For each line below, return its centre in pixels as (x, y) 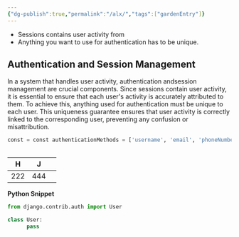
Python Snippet (31, 194)
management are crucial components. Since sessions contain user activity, (117, 89)
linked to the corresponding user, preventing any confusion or (98, 119)
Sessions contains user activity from (71, 34)
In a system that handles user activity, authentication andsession (102, 81)
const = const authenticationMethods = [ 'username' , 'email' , (101, 140)
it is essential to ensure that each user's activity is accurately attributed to (116, 96)
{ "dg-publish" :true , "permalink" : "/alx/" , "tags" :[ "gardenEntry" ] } (106, 14)
